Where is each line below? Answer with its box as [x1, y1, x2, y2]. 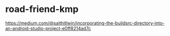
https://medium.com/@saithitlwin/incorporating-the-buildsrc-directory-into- [5, 20, 165, 26]
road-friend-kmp [5, 3, 79, 15]
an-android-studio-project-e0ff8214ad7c [5, 25, 91, 31]
